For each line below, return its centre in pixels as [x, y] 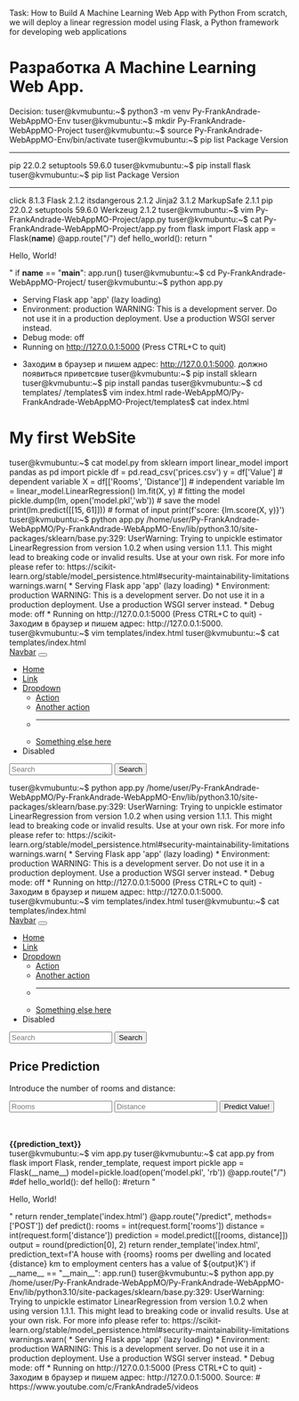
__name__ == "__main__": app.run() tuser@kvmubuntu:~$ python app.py [141, 1273]
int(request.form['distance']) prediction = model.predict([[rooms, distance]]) [149, 1235]
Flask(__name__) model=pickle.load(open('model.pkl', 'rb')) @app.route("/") [148, 1172]
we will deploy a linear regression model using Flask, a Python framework [144, 22]
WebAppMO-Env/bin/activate [63, 139]
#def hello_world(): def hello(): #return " [82, 1181]
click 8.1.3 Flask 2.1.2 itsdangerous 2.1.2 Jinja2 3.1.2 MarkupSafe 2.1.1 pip [141, 200]
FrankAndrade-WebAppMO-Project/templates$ [109, 402]
